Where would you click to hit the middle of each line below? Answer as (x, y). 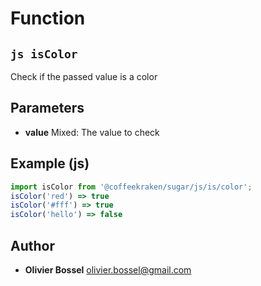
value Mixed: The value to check (92, 132)
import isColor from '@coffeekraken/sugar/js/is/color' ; (131, 187)
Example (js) (50, 163)
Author (32, 245)
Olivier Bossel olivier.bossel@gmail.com (108, 269)
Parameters (47, 108)
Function (48, 18)
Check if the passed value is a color (84, 76)
